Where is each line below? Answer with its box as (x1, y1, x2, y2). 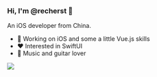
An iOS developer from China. (7, 22, 91, 30)
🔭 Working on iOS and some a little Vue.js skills (16, 35, 150, 43)
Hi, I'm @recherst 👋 (7, 6, 73, 16)
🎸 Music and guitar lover (16, 49, 86, 57)
